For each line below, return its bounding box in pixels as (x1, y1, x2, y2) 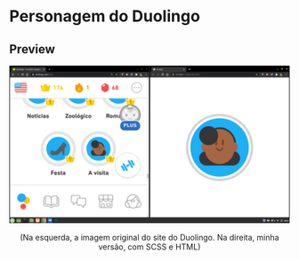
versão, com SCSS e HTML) (98, 241, 201, 252)
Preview (9, 42, 56, 57)
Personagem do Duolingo (9, 6, 200, 27)
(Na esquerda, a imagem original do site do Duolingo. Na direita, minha (20, 232, 279, 242)
